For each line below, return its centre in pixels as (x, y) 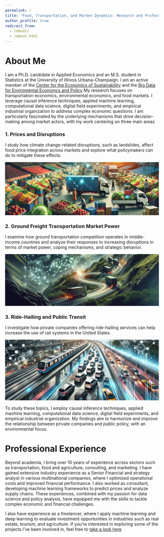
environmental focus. (26, 429)
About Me (25, 61)
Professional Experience (56, 449)
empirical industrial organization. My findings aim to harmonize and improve (81, 419)
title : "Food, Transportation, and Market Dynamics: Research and (74, 15)
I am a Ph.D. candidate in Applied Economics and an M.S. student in (73, 75)
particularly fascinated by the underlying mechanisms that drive (69, 116)
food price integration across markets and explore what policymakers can (79, 150)
